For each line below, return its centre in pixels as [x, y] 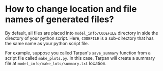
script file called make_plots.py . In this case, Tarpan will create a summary [80, 58]
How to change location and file [71, 9]
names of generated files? [60, 19]
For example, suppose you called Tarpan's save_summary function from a [78, 53]
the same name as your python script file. [47, 43]
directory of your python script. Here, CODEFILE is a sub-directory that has [79, 38]
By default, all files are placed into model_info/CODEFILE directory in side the [82, 33]
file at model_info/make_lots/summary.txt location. [56, 63]
